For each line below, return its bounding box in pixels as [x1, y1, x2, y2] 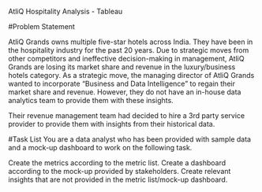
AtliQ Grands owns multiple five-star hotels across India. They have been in [8, 37, 253, 46]
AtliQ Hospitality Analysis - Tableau [8, 7, 123, 16]
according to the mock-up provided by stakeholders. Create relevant [8, 167, 231, 175]
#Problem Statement [8, 22, 75, 31]
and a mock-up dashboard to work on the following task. [8, 143, 193, 152]
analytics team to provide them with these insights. [8, 96, 174, 105]
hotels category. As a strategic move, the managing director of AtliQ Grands [8, 71, 255, 79]
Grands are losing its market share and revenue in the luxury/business [8, 62, 236, 72]
